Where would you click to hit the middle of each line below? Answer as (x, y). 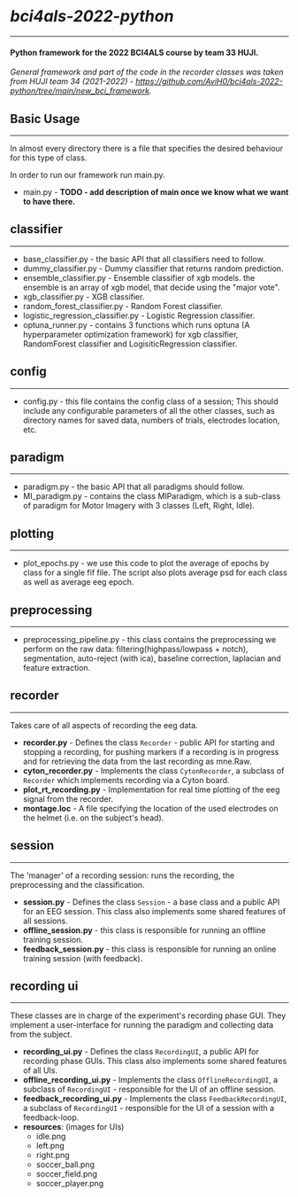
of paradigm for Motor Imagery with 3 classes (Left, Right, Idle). (139, 506)
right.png (53, 1155)
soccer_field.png (67, 1174)
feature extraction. (57, 668)
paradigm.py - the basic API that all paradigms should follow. (134, 487)
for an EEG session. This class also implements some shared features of (154, 911)
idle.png (51, 1137)
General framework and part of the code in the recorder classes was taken (147, 72)
